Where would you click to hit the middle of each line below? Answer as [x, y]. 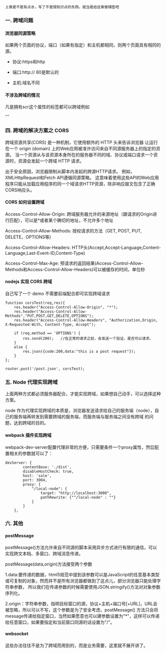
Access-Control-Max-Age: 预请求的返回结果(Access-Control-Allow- [74, 263]
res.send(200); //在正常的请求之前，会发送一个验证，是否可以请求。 [88, 339]
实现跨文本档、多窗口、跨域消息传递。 [44, 554]
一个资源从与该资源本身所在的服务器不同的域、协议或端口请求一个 [86, 154]
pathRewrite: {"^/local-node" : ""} [78, 497]
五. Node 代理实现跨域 [31, 382]
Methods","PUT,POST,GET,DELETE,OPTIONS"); [49, 316]
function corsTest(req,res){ [35, 303]
